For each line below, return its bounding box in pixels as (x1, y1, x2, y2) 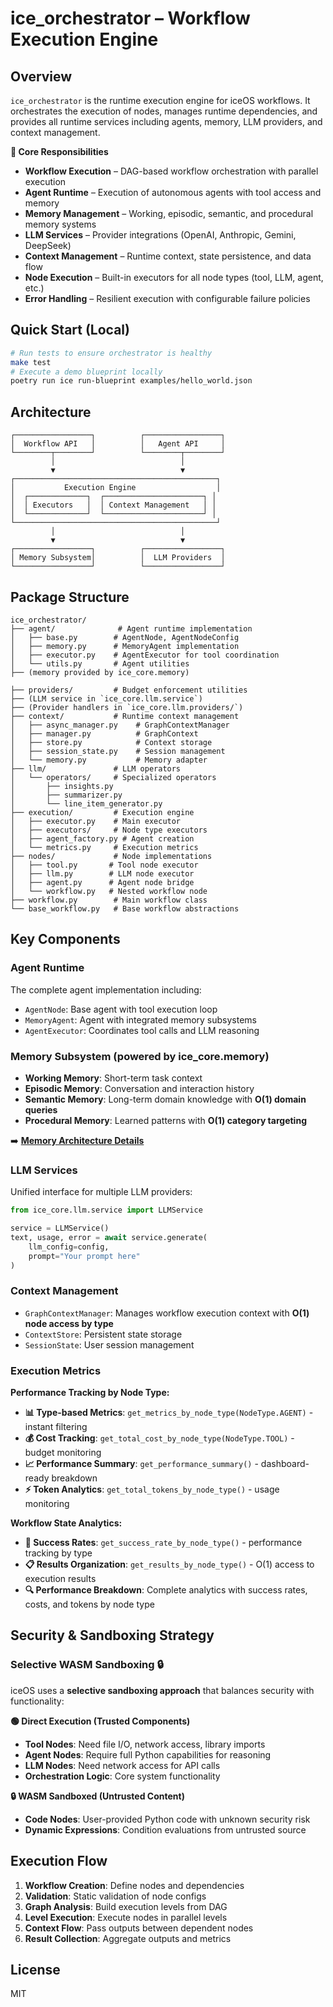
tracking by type (24, 1547, 93, 1559)
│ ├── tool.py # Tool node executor (10, 860, 199, 870)
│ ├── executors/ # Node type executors (10, 825, 208, 835)
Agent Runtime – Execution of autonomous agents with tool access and (24, 187, 322, 198)
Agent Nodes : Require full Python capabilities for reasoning (24, 1748, 272, 1761)
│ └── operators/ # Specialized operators (10, 772, 217, 782)
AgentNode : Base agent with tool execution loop (24, 1003, 218, 1015)
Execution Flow (10, 1853, 108, 1870)
